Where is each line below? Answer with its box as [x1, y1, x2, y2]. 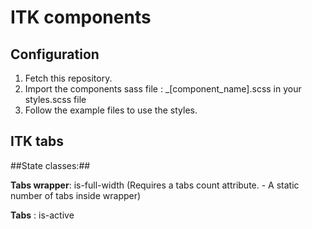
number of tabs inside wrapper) [10, 189, 142, 201]
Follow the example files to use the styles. [24, 104, 198, 116]
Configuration [10, 46, 100, 63]
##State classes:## [10, 159, 91, 171]
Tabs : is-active [10, 209, 75, 221]
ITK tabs [10, 133, 64, 150]
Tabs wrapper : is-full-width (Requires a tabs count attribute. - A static [10, 179, 300, 191]
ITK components [10, 6, 152, 29]
